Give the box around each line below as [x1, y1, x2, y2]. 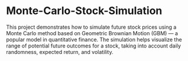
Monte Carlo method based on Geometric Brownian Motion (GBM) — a [6, 29, 179, 36]
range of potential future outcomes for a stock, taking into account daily [6, 42, 181, 49]
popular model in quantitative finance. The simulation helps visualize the [6, 36, 182, 43]
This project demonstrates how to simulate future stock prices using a [6, 23, 177, 30]
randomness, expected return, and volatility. [6, 48, 114, 55]
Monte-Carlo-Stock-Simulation [6, 4, 163, 18]
